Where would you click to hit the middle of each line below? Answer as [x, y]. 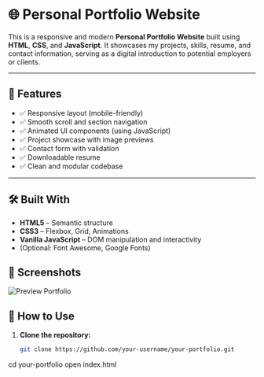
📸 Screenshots [45, 272]
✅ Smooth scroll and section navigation [83, 122]
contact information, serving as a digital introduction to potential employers [130, 54]
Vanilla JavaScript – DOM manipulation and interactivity [110, 239]
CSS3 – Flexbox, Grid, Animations [74, 231]
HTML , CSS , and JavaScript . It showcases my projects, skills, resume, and [130, 45]
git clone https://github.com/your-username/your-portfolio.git [127, 349]
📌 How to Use [41, 316]
